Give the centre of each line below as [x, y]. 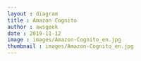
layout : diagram [33, 14]
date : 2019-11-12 [34, 33]
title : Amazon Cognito [42, 20]
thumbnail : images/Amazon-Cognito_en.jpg [70, 46]
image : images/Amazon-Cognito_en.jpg [64, 40]
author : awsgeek [33, 27]
